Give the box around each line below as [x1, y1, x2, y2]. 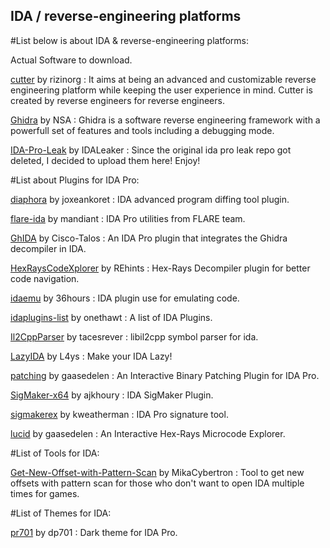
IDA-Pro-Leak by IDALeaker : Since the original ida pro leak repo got [10, 144, 292, 156]
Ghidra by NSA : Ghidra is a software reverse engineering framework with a [10, 114, 321, 126]
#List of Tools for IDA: [10, 447, 100, 459]
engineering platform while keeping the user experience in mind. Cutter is [10, 84, 313, 96]
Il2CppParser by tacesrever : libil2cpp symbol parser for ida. [10, 330, 259, 343]
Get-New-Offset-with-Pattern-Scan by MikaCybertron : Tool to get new [10, 466, 305, 478]
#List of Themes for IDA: [10, 507, 112, 519]
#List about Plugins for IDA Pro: [10, 174, 140, 186]
